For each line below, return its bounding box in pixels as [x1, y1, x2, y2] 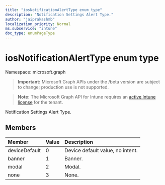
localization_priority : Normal [5, 21, 71, 27]
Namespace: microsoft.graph [5, 69, 66, 75]
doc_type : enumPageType [5, 31, 55, 36]
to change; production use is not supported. [17, 84, 109, 90]
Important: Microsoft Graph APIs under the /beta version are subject [17, 78, 160, 84]
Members [5, 124, 36, 132]
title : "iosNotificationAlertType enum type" [5, 7, 102, 13]
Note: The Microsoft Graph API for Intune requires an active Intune [17, 94, 156, 100]
